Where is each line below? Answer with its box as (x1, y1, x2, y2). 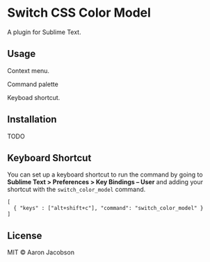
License (7, 229, 42, 241)
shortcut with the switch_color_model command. (7, 186, 146, 194)
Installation (7, 113, 57, 126)
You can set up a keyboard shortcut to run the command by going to (7, 170, 203, 179)
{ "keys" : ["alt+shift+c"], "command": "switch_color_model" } (13, 205, 204, 212)
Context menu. (7, 66, 50, 74)
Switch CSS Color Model (7, 5, 152, 21)
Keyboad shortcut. (7, 93, 60, 101)
